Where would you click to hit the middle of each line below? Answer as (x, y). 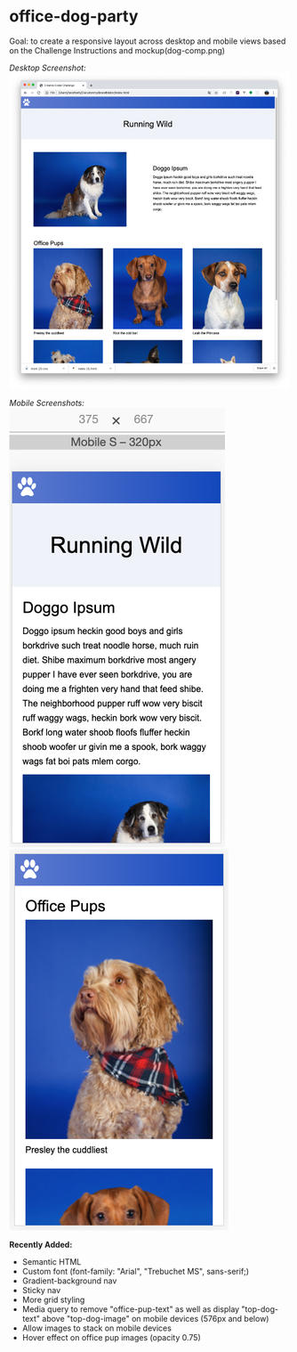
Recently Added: (41, 1245)
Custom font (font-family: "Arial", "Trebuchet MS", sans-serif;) (136, 1272)
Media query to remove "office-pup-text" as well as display (131, 1309)
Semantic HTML (52, 1262)
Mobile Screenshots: (47, 403)
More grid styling (53, 1300)
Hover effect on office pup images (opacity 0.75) (112, 1338)
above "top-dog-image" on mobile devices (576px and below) (156, 1319)
